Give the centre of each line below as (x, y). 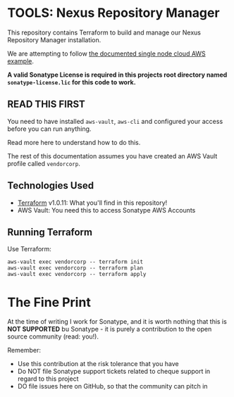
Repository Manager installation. (54, 39)
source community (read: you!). (53, 336)
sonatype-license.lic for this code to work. (72, 82)
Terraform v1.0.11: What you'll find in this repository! (92, 203)
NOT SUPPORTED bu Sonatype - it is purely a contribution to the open (110, 329)
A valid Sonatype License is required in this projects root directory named (117, 75)
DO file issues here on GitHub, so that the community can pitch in (112, 386)
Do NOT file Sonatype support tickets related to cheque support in (114, 372)
